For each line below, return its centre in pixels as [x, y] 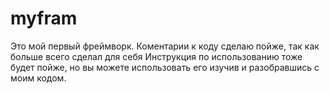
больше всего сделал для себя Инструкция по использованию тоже [156, 56]
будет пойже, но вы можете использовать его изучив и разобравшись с [165, 67]
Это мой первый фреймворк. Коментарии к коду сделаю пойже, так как [165, 46]
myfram [44, 18]
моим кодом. [38, 78]
